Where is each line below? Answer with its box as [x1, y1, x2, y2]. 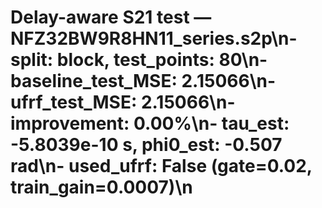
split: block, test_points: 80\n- [10, 49, 268, 71]
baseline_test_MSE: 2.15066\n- [10, 70, 277, 93]
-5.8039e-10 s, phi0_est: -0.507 [10, 134, 283, 156]
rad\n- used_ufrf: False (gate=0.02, [10, 155, 313, 178]
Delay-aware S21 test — [10, 6, 212, 29]
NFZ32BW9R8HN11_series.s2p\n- [10, 27, 298, 50]
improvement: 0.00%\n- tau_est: [10, 112, 290, 135]
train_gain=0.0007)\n [10, 176, 193, 199]
